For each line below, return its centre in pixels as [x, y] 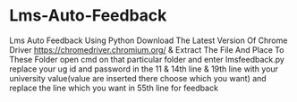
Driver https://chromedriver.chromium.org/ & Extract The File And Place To [147, 49]
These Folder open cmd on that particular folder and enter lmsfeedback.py [147, 59]
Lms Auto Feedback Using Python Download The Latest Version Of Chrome [148, 40]
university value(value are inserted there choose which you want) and [138, 78]
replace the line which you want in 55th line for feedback [114, 88]
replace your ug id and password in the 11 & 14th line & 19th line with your [144, 69]
